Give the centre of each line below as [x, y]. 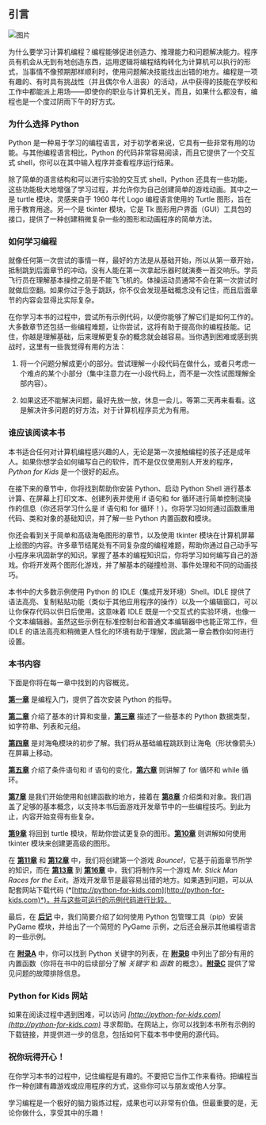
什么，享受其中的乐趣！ [67, 1112]
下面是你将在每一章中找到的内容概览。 [70, 682]
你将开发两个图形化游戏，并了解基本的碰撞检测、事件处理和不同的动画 [136, 564]
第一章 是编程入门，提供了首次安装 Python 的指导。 [92, 699]
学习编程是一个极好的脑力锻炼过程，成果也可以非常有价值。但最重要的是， [129, 1103]
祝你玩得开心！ [37, 1057]
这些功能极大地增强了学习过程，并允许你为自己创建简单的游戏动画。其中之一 [133, 190]
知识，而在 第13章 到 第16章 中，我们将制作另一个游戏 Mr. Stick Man [126, 870]
